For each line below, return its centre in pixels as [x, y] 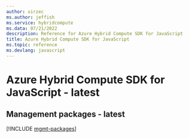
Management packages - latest [66, 115]
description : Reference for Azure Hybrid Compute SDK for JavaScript [95, 34]
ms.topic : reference [32, 45]
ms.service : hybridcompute [40, 23]
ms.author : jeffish [31, 17]
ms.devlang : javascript [36, 51]
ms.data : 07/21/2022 [32, 28]
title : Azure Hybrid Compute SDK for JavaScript [68, 39]
